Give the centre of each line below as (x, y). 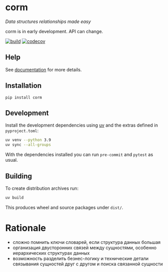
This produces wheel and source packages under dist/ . (64, 207)
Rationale (26, 228)
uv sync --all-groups (28, 145)
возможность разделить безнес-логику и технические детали (80, 258)
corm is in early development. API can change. (54, 31)
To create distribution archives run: (42, 188)
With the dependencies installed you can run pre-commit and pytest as (79, 155)
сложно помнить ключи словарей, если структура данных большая (87, 242)
